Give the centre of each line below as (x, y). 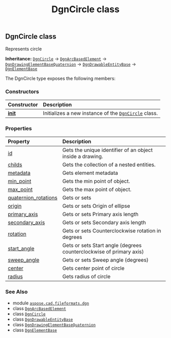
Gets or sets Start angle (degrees (102, 245)
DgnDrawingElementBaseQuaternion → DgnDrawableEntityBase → (71, 64)
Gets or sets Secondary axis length (104, 223)
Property (19, 142)
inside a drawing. (83, 157)
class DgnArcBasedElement (39, 308)
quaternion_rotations (33, 198)
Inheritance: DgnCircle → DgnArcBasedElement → (56, 58)
